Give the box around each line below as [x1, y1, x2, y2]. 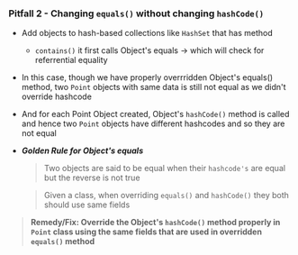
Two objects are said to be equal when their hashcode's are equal [43, 163, 285, 174]
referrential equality [34, 55, 109, 66]
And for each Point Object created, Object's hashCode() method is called [21, 109, 290, 120]
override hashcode [21, 91, 92, 102]
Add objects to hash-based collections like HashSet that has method [21, 28, 274, 39]
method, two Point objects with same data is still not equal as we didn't [21, 82, 286, 93]
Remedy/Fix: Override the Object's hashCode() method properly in [30, 217, 281, 228]
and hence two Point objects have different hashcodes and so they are [21, 118, 285, 129]
